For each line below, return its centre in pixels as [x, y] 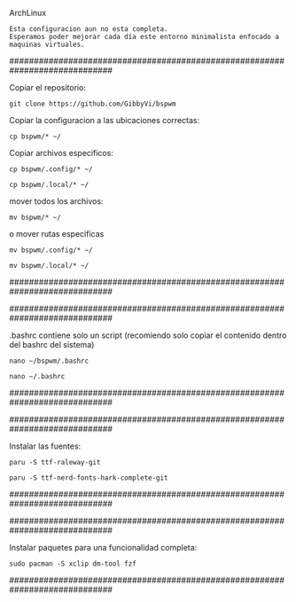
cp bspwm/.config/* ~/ [51, 169]
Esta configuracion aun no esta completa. [89, 29]
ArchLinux [28, 13]
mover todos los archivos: [56, 201]
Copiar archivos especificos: [61, 153]
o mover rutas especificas [57, 234]
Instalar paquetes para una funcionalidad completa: [103, 547]
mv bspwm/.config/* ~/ [51, 250]
